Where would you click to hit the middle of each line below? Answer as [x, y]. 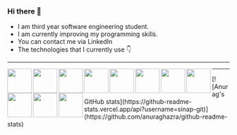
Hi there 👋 [25, 11]
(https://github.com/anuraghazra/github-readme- [156, 117]
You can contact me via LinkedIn [65, 42]
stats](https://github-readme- [148, 102]
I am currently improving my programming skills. [88, 34]
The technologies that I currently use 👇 [74, 49]
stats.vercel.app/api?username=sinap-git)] [146, 110]
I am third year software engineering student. [83, 27]
